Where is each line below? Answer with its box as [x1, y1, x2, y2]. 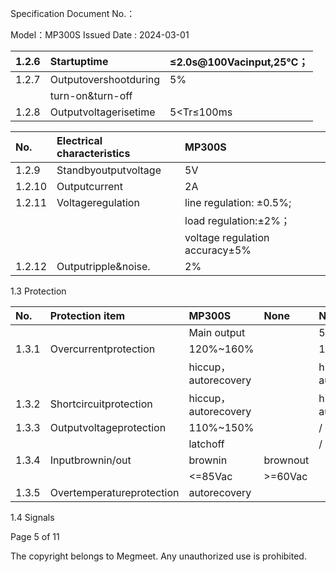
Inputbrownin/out [49, 453, 132, 467]
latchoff [188, 437, 225, 451]
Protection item [49, 309, 126, 322]
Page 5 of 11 [10, 531, 60, 542]
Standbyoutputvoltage [56, 163, 162, 177]
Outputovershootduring [49, 73, 161, 86]
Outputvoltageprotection [49, 421, 167, 434]
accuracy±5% [184, 243, 252, 257]
